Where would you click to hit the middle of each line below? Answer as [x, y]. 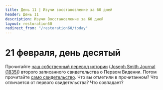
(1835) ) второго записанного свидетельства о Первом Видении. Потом [81, 72]
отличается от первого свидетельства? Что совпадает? [64, 83]
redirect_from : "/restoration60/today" [47, 28]
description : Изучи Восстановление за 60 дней [54, 19]
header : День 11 [22, 14]
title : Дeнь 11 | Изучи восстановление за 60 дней [59, 10]
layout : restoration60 [29, 24]
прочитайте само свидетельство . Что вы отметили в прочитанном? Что [82, 77]
